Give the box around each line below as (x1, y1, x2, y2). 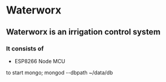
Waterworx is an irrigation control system (6, 27, 161, 37)
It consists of (6, 45, 44, 53)
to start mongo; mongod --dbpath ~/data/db (6, 69, 113, 76)
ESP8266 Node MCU (14, 57, 65, 64)
